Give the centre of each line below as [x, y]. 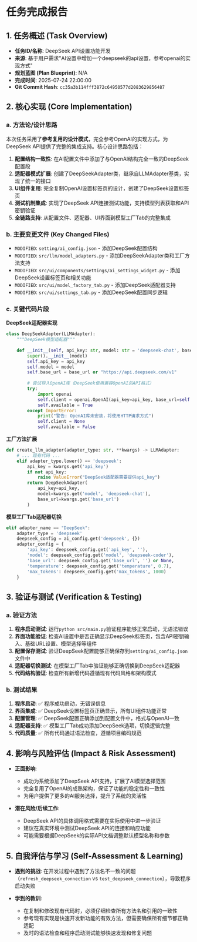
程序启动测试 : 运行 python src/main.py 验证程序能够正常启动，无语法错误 [101, 629]
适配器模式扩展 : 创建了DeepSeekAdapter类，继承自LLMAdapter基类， [99, 173]
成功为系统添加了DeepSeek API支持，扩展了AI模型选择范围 [94, 781]
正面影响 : [26, 769]
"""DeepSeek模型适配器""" [46, 340]
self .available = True [65, 405]
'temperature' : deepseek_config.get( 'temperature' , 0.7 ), [99, 566]
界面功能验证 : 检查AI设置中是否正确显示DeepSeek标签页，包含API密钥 [99, 636]
